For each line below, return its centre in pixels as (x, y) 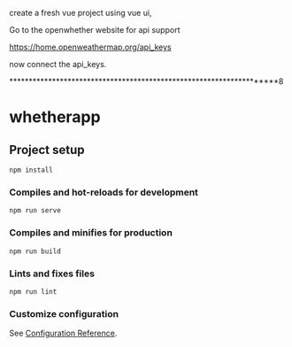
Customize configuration (64, 313)
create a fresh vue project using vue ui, (81, 13)
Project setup (47, 150)
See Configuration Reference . (63, 333)
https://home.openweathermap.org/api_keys (90, 47)
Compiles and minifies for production (91, 233)
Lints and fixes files (52, 274)
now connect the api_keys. (58, 64)
